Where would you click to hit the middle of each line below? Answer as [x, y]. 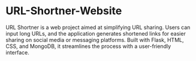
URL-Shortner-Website [64, 11]
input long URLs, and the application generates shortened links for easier [96, 33]
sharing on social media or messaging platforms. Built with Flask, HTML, [95, 40]
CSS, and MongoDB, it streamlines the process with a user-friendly [88, 46]
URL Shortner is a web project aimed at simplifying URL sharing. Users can [98, 27]
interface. [17, 52]
